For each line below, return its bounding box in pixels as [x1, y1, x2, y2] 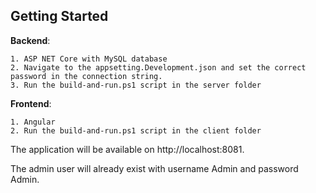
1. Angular [10, 117, 56, 127]
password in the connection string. [10, 71, 163, 81]
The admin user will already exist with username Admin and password [10, 162, 299, 174]
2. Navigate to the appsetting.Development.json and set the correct [10, 62, 307, 73]
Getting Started [10, 8, 109, 25]
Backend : [10, 34, 51, 46]
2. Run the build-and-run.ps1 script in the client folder [10, 125, 262, 136]
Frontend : [10, 97, 52, 109]
